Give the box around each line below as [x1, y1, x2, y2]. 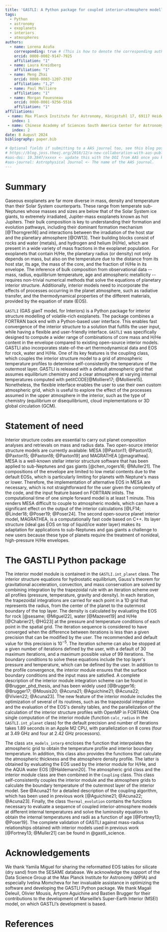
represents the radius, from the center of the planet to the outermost [5, 603, 146, 609]
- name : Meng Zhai [9, 72, 48, 77]
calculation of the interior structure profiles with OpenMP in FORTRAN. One [5, 710, 160, 716]
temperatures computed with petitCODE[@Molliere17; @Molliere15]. [5, 376, 143, 382]
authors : [5, 40, 23, 45]
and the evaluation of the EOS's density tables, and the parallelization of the [5, 704, 161, 710]
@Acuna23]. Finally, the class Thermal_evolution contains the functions [5, 798, 152, 804]
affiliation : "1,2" [14, 81, 55, 86]
